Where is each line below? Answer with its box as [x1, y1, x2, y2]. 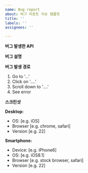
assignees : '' [5, 25, 34, 30]
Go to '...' [12, 74, 30, 79]
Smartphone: [5, 138, 32, 143]
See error [12, 89, 31, 95]
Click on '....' [12, 79, 37, 85]
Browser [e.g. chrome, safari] [12, 123, 71, 129]
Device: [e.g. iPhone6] [12, 147, 57, 153]
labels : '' [5, 20, 27, 26]
